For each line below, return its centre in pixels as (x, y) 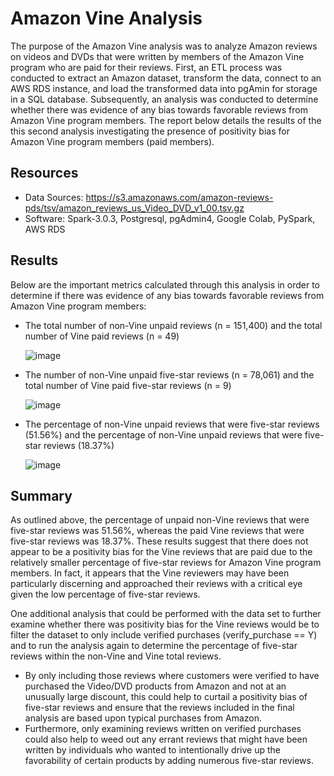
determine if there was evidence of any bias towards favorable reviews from (167, 295)
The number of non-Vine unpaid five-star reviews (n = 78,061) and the (169, 374)
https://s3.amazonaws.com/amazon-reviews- (179, 197)
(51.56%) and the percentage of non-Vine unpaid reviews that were (163, 434)
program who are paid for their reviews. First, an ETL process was (146, 67)
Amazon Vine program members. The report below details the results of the (166, 120)
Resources (44, 173)
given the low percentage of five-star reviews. (105, 594)
